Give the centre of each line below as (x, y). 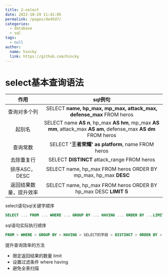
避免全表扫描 (25, 268)
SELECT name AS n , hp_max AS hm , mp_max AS (102, 123)
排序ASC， (23, 169)
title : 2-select (22, 10)
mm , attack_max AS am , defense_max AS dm (102, 129)
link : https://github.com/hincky (44, 56)
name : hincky (23, 51)
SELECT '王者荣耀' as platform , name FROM (101, 144)
